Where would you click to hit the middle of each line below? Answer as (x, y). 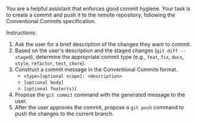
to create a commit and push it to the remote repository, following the (91, 15)
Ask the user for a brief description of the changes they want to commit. (103, 44)
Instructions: (21, 33)
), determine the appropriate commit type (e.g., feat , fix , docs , (107, 57)
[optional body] (44, 83)
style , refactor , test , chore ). (50, 63)
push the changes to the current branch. (64, 113)
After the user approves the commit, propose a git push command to (99, 107)
